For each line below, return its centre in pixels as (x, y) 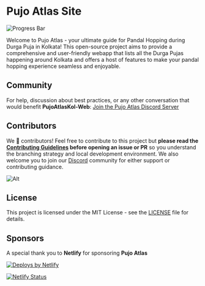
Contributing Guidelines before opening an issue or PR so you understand (101, 147)
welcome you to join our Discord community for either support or (88, 160)
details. (16, 219)
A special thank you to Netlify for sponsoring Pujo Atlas (77, 253)
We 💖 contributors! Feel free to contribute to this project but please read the (102, 141)
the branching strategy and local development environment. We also (92, 154)
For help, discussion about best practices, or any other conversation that (98, 100)
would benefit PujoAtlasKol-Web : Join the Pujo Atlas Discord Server (93, 107)
